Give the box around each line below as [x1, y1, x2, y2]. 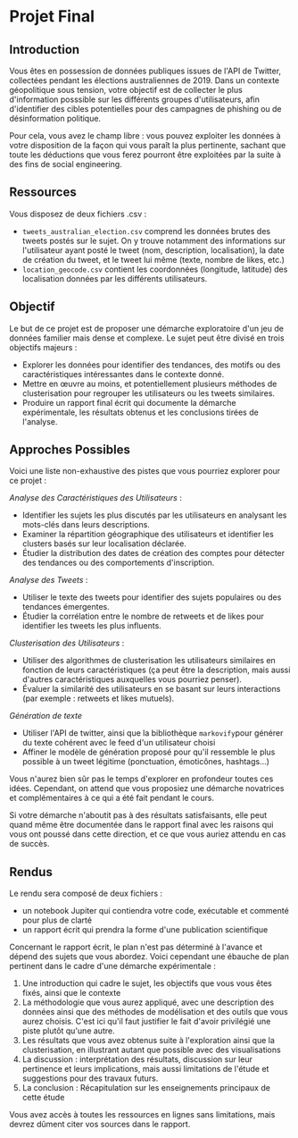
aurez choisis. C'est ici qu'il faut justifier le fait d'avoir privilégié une [21, 1016, 271, 1027]
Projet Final [9, 6, 95, 27]
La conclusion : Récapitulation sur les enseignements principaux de [21, 1083, 270, 1093]
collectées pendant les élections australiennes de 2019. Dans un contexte [9, 75, 279, 86]
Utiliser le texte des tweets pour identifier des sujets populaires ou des [21, 592, 282, 603]
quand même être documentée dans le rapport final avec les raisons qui [9, 820, 274, 830]
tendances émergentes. [21, 602, 110, 612]
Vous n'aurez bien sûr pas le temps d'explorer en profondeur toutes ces [9, 773, 274, 784]
